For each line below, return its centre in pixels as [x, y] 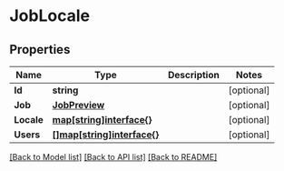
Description [193, 75]
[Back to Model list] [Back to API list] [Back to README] [113, 157]
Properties [40, 50]
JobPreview [78, 105]
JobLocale [50, 16]
